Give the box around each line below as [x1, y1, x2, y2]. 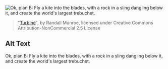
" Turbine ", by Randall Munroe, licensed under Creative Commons [17, 20, 153, 25]
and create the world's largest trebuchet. [5, 58, 90, 64]
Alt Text [5, 39, 30, 48]
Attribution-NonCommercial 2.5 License [17, 25, 101, 31]
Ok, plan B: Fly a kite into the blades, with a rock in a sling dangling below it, [5, 52, 163, 58]
